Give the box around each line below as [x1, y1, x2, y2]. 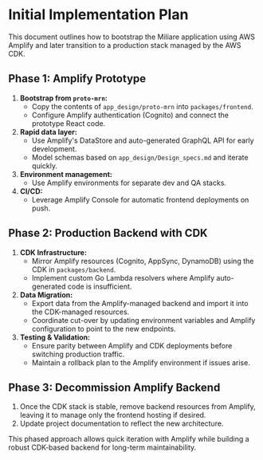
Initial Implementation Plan [8, 6, 189, 24]
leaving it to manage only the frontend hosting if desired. [19, 411, 206, 420]
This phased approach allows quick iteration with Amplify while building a [8, 434, 249, 444]
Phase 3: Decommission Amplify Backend [8, 380, 221, 394]
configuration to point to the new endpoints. [31, 324, 177, 333]
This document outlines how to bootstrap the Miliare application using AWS [8, 32, 255, 41]
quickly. [31, 161, 58, 171]
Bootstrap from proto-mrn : [19, 93, 108, 103]
